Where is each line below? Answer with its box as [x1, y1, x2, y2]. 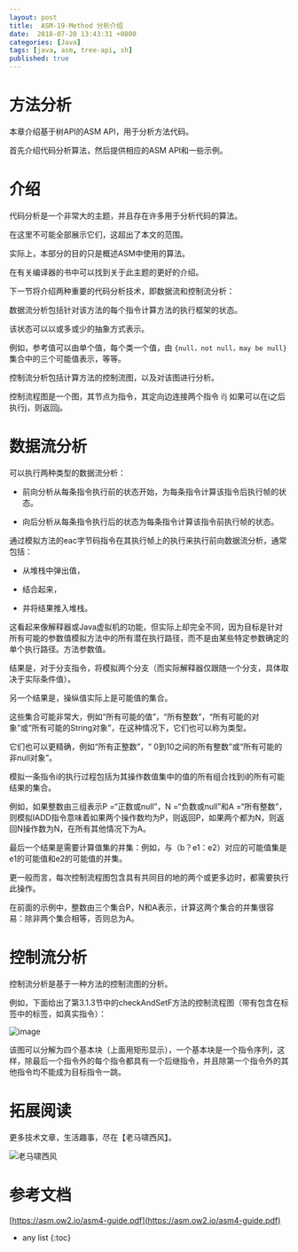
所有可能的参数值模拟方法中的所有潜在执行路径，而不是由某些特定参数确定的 [9, 632, 289, 643]
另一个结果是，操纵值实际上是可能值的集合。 [9, 693, 173, 703]
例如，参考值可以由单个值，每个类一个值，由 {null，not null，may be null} [9, 342, 287, 353]
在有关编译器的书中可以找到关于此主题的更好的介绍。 [9, 267, 204, 278]
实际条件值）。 [24, 673, 75, 684]
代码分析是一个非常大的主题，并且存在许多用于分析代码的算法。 [9, 210, 242, 221]
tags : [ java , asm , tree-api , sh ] [9, 46, 133, 55]
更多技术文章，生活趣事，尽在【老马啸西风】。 [9, 1131, 176, 1142]
